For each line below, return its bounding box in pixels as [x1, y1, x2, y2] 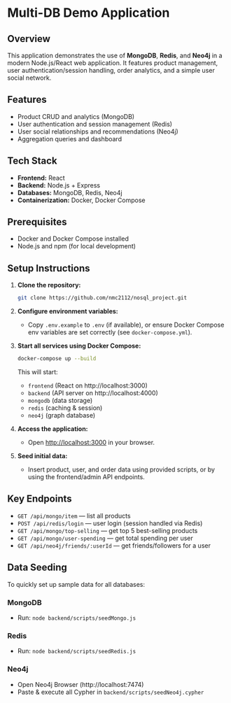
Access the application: [17, 425, 89, 433]
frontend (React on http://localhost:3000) [27, 381, 148, 390]
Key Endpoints [7, 493, 72, 505]
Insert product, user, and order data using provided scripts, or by [27, 465, 216, 474]
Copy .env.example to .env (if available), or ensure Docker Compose [27, 320, 225, 329]
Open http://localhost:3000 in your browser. [27, 439, 155, 446]
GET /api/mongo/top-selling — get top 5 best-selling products [17, 526, 198, 534]
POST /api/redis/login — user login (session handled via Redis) [17, 519, 203, 527]
